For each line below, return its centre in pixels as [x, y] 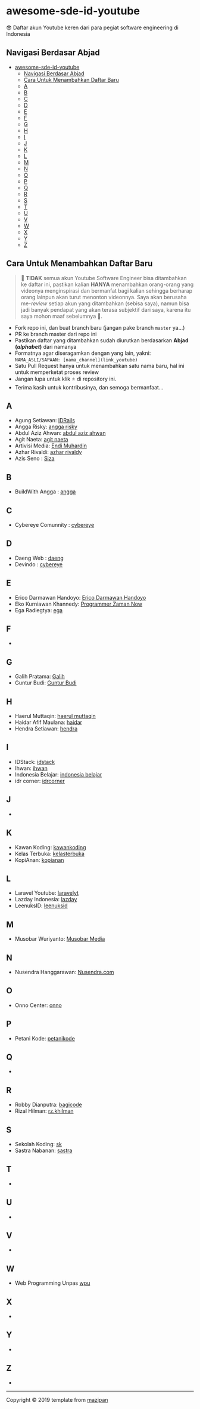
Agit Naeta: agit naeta [41, 440]
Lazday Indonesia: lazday [46, 900]
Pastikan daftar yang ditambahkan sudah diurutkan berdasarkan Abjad [101, 340]
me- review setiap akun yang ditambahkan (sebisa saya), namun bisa [105, 303]
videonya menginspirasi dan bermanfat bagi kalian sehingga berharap [107, 290]
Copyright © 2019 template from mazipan [57, 1399]
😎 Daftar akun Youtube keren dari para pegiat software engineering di [92, 27]
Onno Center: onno [38, 1005]
